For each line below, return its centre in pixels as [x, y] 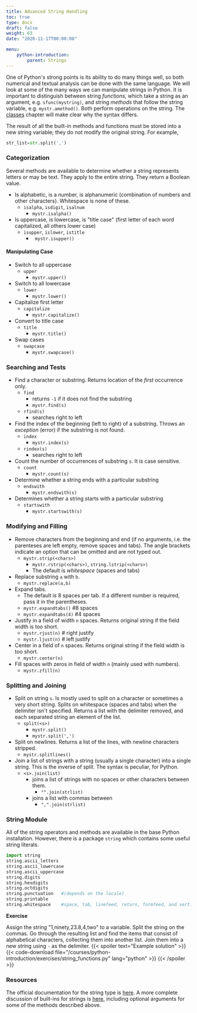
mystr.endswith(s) [55, 493]
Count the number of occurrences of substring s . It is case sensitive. [97, 461]
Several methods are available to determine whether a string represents [93, 170]
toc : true [18, 17]
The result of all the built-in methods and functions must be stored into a [94, 126]
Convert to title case [39, 321]
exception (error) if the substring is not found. [69, 430]
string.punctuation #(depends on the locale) [65, 894]
